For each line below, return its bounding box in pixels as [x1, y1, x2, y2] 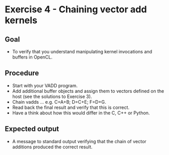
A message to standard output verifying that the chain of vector [12, 138, 146, 144]
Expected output [5, 125, 59, 133]
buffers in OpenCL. [12, 54, 53, 60]
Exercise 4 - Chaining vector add [5, 4, 147, 15]
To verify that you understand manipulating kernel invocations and [12, 49, 152, 54]
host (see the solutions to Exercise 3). [12, 93, 92, 100]
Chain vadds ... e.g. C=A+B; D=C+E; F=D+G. [12, 99, 107, 105]
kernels [5, 14, 38, 26]
